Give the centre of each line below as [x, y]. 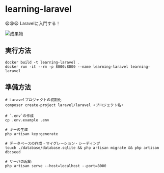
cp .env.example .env [27, 120]
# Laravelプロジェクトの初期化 [33, 100]
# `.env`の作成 [19, 116]
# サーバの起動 [18, 161]
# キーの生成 [16, 130]
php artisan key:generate [31, 134]
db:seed [13, 152]
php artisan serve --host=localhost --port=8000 [56, 166]
